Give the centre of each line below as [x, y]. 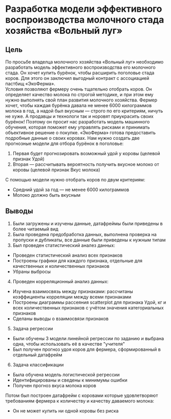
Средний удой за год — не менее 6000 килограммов [71, 190]
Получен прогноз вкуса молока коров [54, 385]
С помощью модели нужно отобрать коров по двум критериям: [75, 180]
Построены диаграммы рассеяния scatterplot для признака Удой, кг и [89, 302]
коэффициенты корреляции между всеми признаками [72, 297]
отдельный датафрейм [37, 354]
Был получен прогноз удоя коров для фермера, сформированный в [87, 349]
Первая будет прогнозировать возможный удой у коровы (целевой [86, 153]
